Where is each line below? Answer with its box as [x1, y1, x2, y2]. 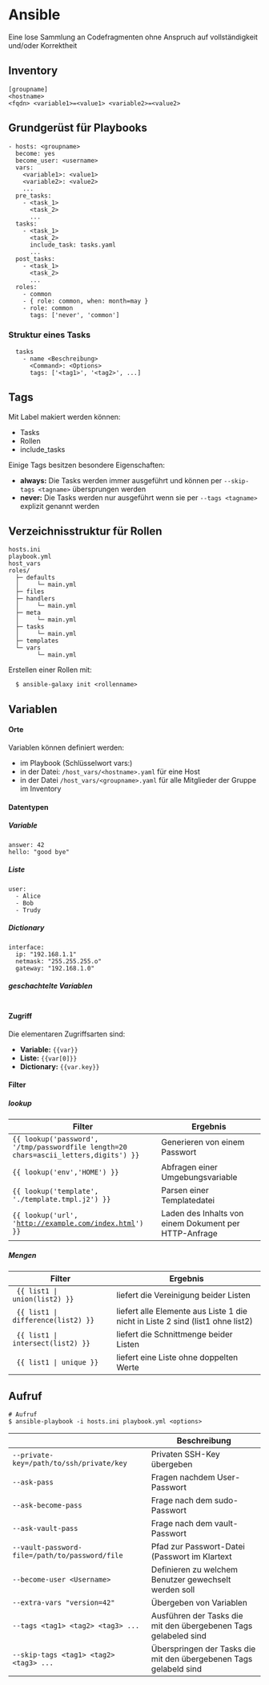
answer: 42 [8, 840, 45, 849]
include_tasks [19, 444, 66, 454]
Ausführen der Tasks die [151, 1610, 243, 1622]
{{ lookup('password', [12, 1134, 98, 1144]
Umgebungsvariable [161, 1172, 238, 1183]
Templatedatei [161, 1195, 215, 1206]
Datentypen [8, 802, 50, 812]
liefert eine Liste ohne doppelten [116, 1352, 239, 1363]
